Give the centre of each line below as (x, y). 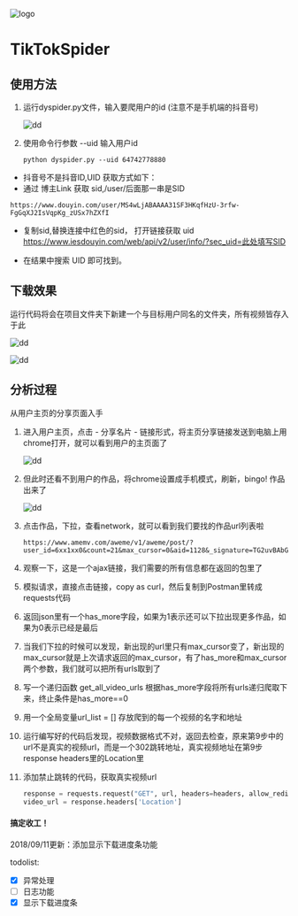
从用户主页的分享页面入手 (57, 412)
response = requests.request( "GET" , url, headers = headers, (134, 793)
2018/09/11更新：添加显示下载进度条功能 (84, 844)
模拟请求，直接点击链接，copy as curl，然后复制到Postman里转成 (143, 586)
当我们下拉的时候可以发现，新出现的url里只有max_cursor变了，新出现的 (153, 646)
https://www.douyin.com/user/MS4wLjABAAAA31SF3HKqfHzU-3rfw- (125, 205)
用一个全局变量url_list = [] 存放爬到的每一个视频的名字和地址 (132, 717)
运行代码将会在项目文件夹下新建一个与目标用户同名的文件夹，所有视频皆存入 (149, 313)
